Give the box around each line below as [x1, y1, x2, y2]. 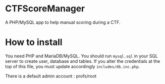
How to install [5, 37, 63, 48]
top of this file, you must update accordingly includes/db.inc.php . [5, 63, 140, 69]
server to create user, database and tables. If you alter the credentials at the [5, 58, 160, 64]
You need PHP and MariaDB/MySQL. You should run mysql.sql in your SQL [5, 53, 158, 59]
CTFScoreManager [5, 3, 85, 14]
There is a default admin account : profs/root [5, 73, 97, 79]
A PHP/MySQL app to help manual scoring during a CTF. [5, 19, 120, 25]
